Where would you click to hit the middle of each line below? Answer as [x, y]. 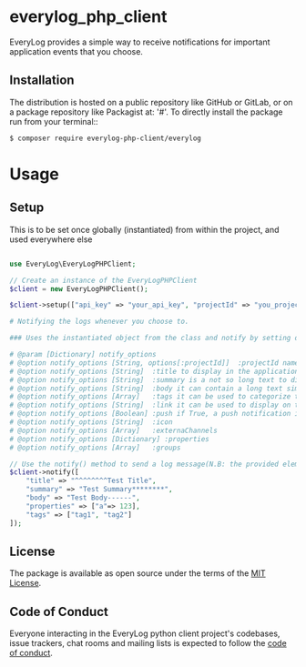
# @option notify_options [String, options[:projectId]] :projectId [144, 363]
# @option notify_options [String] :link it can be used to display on [150, 405]
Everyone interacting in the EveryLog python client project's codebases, [145, 633]
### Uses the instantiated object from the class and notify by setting [150, 339]
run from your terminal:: [54, 121]
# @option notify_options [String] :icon [91, 422]
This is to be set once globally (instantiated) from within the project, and [144, 229]
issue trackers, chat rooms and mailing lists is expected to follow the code [148, 643]
